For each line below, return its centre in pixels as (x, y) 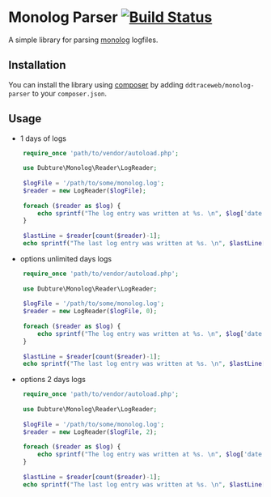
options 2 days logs (53, 380)
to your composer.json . (70, 93)
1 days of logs (43, 138)
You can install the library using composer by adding (96, 84)
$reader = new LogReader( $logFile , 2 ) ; (90, 432)
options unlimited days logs (66, 258)
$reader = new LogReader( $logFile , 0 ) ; (90, 312)
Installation (37, 65)
